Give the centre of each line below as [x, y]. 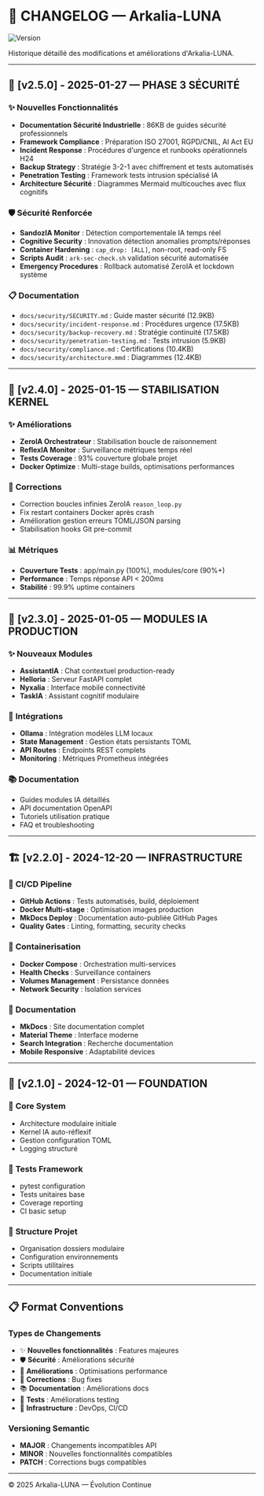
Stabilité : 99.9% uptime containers [77, 587]
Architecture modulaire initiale [68, 1123]
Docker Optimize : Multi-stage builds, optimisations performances [127, 466]
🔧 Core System [37, 1106]
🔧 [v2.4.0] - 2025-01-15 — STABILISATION [114, 389]
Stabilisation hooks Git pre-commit [75, 529]
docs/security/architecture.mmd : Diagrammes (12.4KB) [110, 357]
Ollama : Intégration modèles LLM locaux [86, 733]
